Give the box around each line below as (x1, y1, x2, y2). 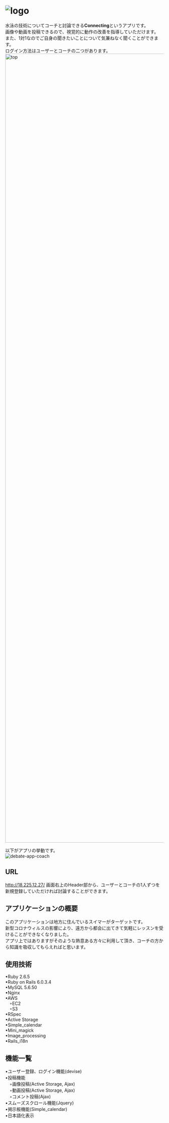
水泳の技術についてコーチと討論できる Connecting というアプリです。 (5, 22, 149, 28)
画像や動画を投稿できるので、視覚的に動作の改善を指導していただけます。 (5, 28, 159, 35)
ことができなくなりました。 (14, 931, 71, 937)
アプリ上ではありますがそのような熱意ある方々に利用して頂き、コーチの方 (5, 937, 159, 944)
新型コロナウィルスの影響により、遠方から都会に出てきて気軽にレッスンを (5, 925, 159, 931)
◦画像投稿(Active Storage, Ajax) (10, 1081, 75, 1087)
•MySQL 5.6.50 (5, 985, 37, 991)
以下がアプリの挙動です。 (5, 847, 58, 853)
